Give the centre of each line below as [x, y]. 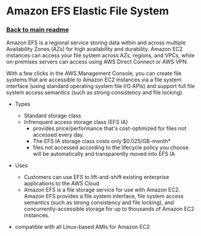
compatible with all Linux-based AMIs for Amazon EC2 [82, 227]
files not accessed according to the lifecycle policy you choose [111, 147]
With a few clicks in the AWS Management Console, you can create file [94, 74]
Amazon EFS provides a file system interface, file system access [104, 196]
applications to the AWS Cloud [61, 183]
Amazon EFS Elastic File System [88, 11]
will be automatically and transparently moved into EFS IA [104, 154]
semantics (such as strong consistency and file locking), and [99, 202]
